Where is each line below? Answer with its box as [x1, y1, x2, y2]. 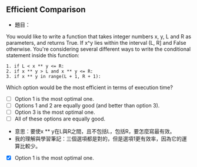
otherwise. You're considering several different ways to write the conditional [6, 45, 191, 53]
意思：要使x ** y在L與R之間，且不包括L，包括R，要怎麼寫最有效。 [14, 128, 175, 135]
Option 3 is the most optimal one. [14, 109, 95, 116]
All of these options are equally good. [14, 115, 106, 122]
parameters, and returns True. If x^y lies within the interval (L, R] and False [6, 39, 186, 46]
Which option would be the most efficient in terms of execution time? [6, 84, 173, 91]
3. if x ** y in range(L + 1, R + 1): [6, 73, 101, 79]
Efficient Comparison [6, 5, 86, 15]
